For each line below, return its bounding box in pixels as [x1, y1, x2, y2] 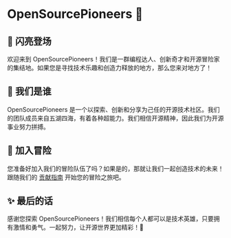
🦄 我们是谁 [7, 86, 52, 97]
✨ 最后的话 [7, 195, 54, 207]
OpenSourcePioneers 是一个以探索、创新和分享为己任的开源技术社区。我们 [7, 105, 220, 113]
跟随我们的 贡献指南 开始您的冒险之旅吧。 [7, 172, 125, 181]
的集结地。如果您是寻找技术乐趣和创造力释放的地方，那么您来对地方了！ [7, 63, 212, 72]
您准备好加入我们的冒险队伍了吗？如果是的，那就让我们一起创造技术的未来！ [7, 164, 224, 172]
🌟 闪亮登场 [7, 35, 52, 47]
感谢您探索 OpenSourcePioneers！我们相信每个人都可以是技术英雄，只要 [7, 215, 214, 223]
